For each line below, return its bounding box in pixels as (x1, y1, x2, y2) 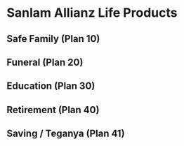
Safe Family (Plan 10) (6, 33, 100, 45)
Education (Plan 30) (6, 80, 96, 92)
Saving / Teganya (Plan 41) (6, 128, 125, 140)
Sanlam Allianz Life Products (6, 5, 178, 21)
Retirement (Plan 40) (6, 103, 100, 116)
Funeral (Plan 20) (6, 56, 84, 68)
